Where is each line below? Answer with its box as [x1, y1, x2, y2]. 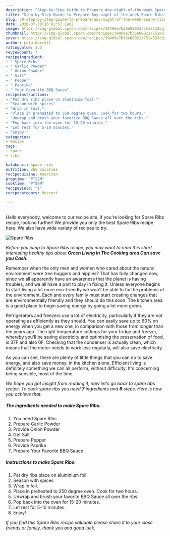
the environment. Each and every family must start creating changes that [6, 292, 157, 298]
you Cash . [6, 255, 28, 261]
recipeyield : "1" [6, 186, 42, 191]
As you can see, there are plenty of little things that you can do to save [6, 354, 153, 361]
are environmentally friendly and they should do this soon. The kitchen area [6, 297, 163, 303]
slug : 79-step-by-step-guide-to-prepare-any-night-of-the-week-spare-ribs [6, 17, 166, 22]
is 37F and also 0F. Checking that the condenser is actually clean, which [6, 339, 156, 345]
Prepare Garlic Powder [13, 421, 61, 427]
